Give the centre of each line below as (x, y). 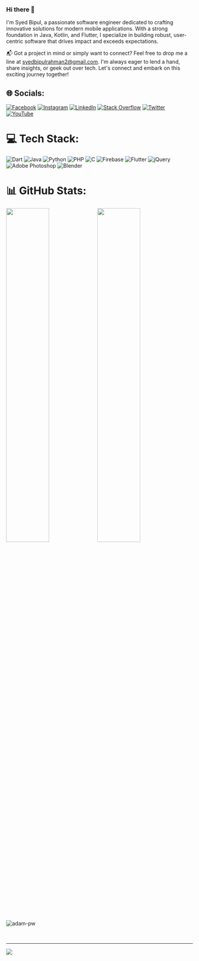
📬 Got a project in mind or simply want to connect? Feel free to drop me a (97, 53)
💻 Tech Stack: (43, 139)
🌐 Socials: (25, 93)
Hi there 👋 (21, 10)
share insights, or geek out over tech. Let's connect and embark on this (93, 68)
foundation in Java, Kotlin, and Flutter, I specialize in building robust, (89, 35)
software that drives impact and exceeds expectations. (92, 42)
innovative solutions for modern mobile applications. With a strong (87, 29)
